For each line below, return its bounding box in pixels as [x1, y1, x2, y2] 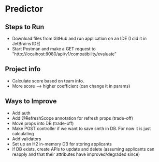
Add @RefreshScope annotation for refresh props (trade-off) [12, 115, 133, 121]
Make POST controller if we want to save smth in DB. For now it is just [12, 125, 151, 131]
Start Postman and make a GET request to [12, 46, 96, 51]
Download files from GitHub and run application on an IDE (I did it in [12, 35, 147, 41]
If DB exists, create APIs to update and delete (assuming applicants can [12, 146, 155, 152]
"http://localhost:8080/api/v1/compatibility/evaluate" [12, 51, 117, 57]
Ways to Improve [5, 97, 57, 105]
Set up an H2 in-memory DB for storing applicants [12, 141, 112, 146]
